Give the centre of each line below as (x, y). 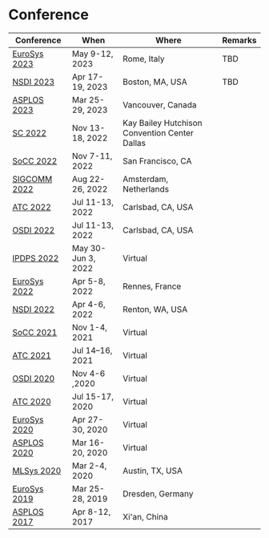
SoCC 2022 (35, 160)
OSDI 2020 (34, 378)
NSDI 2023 (33, 82)
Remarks (239, 40)
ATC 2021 (32, 355)
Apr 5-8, (88, 281)
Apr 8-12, (91, 512)
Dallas (134, 143)
